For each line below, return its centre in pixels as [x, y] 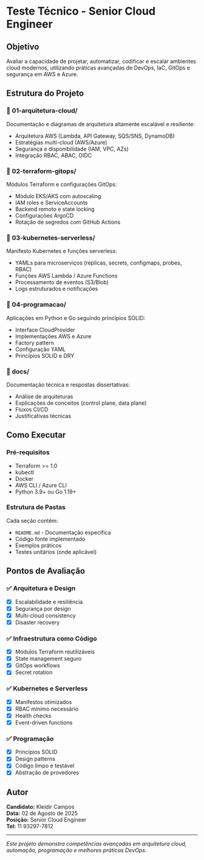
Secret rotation [34, 672]
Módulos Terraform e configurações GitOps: [62, 184]
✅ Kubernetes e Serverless [47, 689]
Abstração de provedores [47, 773]
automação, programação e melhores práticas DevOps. [76, 850]
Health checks [33, 716]
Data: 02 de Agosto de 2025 [42, 813]
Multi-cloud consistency [45, 615]
